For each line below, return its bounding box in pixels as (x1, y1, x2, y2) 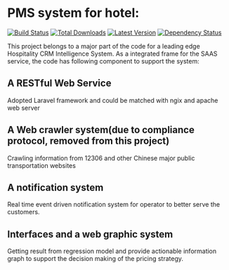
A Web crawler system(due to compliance (7, 124, 195, 136)
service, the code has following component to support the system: (7, 56, 199, 65)
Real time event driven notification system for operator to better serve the (7, 200, 220, 209)
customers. (7, 208, 40, 216)
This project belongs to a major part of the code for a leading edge (7, 42, 200, 50)
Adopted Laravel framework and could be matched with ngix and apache (7, 96, 218, 104)
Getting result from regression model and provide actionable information (7, 247, 217, 255)
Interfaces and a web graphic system (7, 228, 174, 240)
